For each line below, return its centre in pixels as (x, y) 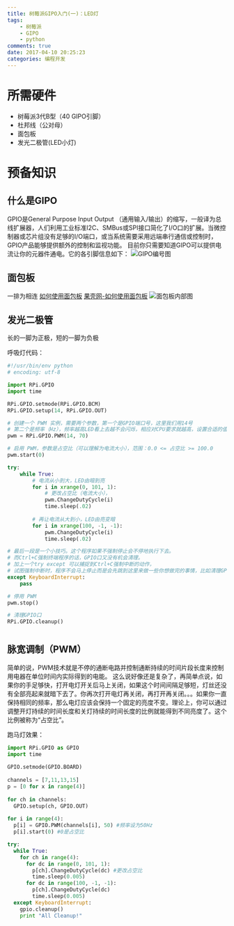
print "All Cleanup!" (51, 916)
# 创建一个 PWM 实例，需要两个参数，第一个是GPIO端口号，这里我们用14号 (100, 423)
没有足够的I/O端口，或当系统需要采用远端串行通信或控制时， (130, 236)
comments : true (29, 46)
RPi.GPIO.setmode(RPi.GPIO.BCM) (54, 404)
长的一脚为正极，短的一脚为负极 (53, 338)
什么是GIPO (32, 201)
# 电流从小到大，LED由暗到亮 (69, 480)
